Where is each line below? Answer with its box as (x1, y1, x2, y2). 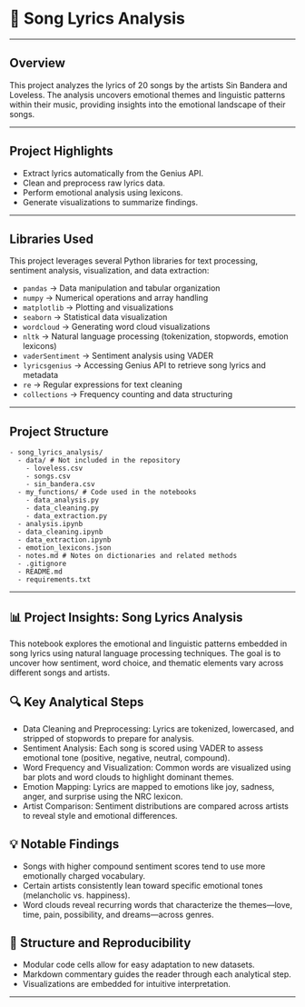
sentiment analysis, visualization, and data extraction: (9, 265, 210, 276)
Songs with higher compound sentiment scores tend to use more (22, 861, 266, 872)
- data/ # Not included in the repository (17, 456, 181, 465)
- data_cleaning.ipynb (17, 527, 103, 537)
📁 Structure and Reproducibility (9, 935, 192, 951)
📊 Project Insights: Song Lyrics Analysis (9, 609, 243, 625)
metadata (22, 370, 59, 381)
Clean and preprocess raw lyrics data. (22, 177, 166, 188)
